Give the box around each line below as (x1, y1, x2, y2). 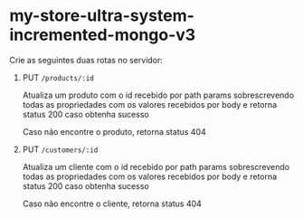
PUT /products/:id (22, 71, 95, 82)
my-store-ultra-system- (9, 5, 194, 26)
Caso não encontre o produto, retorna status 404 (22, 126, 206, 137)
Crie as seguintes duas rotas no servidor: (9, 54, 163, 65)
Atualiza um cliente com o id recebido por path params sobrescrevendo (22, 161, 290, 172)
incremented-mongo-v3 (9, 24, 196, 45)
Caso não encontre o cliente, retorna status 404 (22, 198, 202, 209)
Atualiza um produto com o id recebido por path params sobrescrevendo (22, 90, 295, 100)
